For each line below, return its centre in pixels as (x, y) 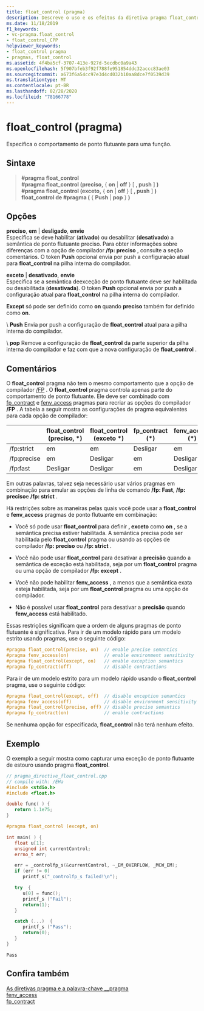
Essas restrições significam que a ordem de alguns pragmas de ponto (94, 626)
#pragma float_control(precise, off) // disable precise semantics (93, 708)
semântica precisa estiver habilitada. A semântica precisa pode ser (99, 533)
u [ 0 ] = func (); (42, 893)
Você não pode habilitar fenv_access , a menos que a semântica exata (104, 583)
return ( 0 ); (36, 933)
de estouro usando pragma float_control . (58, 765)
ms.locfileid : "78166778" (39, 97)
